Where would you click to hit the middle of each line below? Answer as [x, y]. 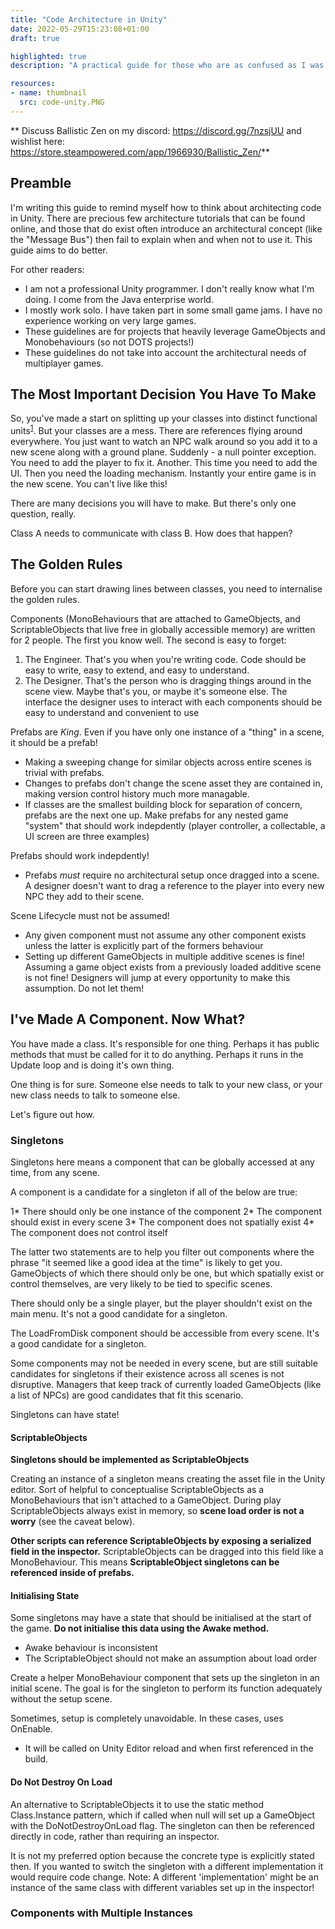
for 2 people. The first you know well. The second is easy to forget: [148, 640]
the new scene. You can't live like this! [89, 484]
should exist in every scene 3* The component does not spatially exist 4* [162, 1222]
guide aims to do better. [59, 250]
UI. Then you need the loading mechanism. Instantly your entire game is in [163, 473]
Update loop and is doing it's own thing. [92, 1065]
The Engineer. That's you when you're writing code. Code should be [165, 659]
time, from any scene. [55, 1172]
